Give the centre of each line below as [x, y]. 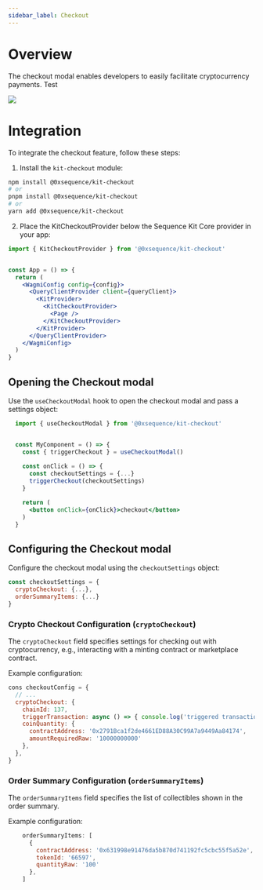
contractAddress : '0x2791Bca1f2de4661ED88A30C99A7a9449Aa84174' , [137, 731]
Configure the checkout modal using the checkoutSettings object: [114, 568]
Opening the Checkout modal [81, 382]
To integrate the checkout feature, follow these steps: [94, 152]
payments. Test [33, 84]
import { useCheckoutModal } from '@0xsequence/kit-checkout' [119, 423]
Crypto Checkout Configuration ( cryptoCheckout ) [102, 624]
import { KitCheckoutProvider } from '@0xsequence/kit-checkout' [117, 249]
